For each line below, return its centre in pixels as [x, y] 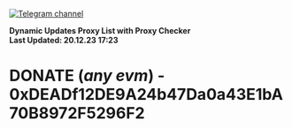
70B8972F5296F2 [77, 113]
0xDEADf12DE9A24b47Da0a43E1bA [146, 95]
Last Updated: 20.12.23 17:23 [64, 40]
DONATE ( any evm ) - [87, 76]
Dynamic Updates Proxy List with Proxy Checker [100, 30]
